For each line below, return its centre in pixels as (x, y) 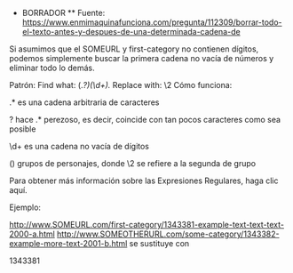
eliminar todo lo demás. (52, 68)
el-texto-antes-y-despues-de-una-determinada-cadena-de (131, 32)
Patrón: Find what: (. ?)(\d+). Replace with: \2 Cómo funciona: (121, 85)
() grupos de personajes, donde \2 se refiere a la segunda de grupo (132, 163)
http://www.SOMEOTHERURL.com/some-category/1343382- (168, 234)
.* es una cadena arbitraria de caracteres (84, 102)
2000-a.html (32, 234)
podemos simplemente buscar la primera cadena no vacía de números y (142, 58)
